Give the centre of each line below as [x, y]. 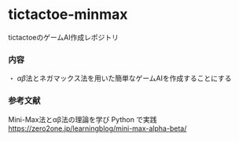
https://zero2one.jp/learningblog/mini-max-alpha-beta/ [97, 128]
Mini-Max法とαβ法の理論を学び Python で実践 [83, 119]
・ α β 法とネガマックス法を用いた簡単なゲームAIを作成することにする [120, 78]
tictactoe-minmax [68, 15]
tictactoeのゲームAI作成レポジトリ [64, 37]
